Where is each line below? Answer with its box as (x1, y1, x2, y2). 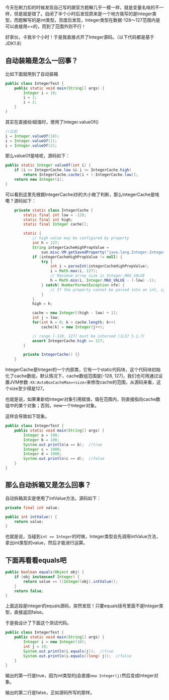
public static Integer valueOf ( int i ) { (5, 163, 92, 168)
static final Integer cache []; (23, 222, 89, 227)
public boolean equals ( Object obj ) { (5, 570, 84, 575)
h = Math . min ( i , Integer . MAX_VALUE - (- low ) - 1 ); (50, 278, 156, 283)
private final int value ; (5, 505, 59, 510)
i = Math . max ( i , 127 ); (50, 268, 98, 274)
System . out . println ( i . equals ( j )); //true (23, 649, 114, 654)
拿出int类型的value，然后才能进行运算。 (5, 540, 88, 546)
